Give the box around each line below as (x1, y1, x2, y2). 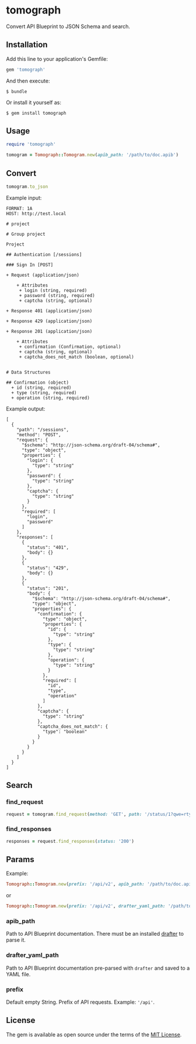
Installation (6, 40, 48, 50)
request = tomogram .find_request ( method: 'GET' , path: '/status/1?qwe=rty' (6, 811, 194, 817)
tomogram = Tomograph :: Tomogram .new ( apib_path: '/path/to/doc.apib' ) (6, 152, 179, 158)
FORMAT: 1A (6, 205, 33, 211)
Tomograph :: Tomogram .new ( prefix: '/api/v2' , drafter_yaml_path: (6, 903, 166, 909)
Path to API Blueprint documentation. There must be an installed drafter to (6, 931, 184, 938)
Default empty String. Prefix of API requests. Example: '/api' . (6, 998, 155, 1006)
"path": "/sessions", (16, 426, 69, 433)
